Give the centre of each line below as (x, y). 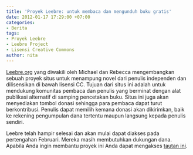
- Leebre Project (27, 45)
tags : (13, 33)
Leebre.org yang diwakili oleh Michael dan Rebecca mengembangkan (90, 72)
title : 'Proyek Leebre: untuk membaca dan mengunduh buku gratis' (89, 11)
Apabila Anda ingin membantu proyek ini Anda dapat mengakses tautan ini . (97, 146)
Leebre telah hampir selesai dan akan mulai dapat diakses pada (83, 133)
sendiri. (15, 122)
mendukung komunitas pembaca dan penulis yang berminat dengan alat (93, 90)
